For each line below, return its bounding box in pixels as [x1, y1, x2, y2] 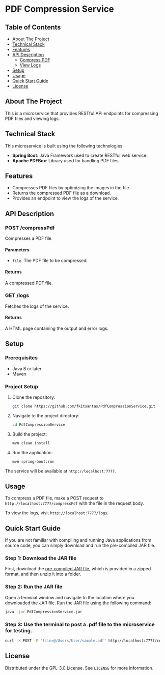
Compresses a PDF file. [5, 235, 53, 241]
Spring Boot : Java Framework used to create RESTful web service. [12, 152, 148, 158]
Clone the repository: [12, 394, 55, 400]
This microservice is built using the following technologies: [5, 143, 124, 148]
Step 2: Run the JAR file [5, 584, 63, 590]
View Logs [19, 62, 41, 68]
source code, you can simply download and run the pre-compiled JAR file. [5, 542, 156, 549]
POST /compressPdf [5, 224, 55, 231]
